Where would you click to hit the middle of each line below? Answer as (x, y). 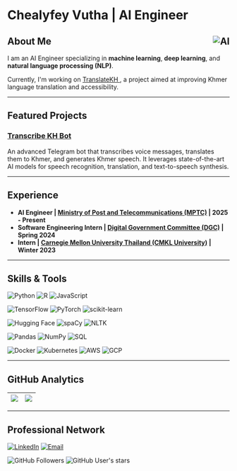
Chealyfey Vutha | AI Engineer (98, 15)
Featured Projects (47, 116)
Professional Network (56, 430)
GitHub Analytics (46, 379)
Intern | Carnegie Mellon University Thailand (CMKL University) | (114, 242)
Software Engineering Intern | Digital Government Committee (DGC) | (121, 227)
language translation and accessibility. (63, 87)
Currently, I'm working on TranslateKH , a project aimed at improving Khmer (117, 79)
